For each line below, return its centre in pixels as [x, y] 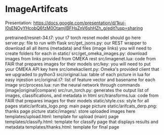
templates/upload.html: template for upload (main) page [62, 116]
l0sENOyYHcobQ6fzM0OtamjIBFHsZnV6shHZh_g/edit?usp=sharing [74, 28]
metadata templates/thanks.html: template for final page [62, 127]
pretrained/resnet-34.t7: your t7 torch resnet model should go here [73, 38]
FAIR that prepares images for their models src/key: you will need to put [78, 64]
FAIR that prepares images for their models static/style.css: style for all [77, 100]
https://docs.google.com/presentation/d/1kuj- [80, 23]
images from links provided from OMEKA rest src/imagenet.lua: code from [81, 58]
